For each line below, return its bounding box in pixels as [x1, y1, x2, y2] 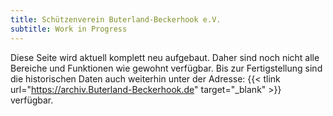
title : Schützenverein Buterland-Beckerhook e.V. [10, 14, 222, 25]
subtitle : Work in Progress [10, 24, 128, 34]
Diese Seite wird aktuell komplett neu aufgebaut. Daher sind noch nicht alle [10, 51, 320, 63]
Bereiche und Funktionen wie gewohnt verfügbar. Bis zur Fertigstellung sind [10, 62, 323, 74]
